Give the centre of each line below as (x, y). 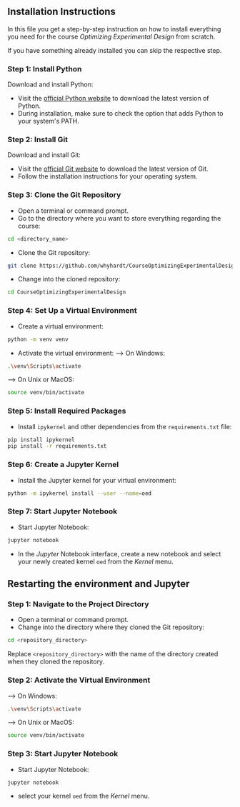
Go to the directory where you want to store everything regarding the (119, 218)
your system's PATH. (49, 121)
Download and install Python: (50, 84)
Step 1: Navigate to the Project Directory (78, 604)
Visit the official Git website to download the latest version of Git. (113, 169)
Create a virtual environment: (60, 326)
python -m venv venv (38, 339)
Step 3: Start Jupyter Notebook (63, 754)
